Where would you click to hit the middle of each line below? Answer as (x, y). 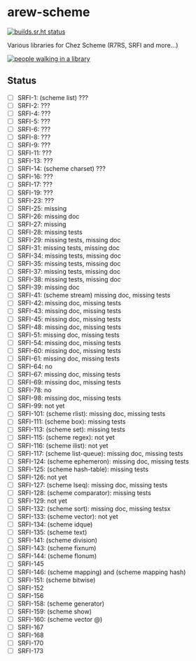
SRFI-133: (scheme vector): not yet (68, 517)
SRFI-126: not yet (42, 477)
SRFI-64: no (35, 366)
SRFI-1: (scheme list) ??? (53, 97)
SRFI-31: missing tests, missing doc (69, 248)
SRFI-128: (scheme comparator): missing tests (84, 493)
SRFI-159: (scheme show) (55, 611)
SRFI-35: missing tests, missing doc (69, 264)
